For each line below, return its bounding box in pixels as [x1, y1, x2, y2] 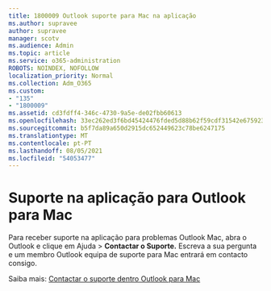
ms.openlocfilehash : [8, 117, 78, 125]
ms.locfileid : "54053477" [8, 154, 95, 162]
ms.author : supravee [8, 19, 78, 27]
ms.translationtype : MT [8, 131, 89, 139]
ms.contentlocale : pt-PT [8, 139, 92, 148]
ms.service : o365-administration [8, 57, 121, 65]
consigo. [8, 259, 38, 268]
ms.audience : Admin [8, 42, 74, 50]
